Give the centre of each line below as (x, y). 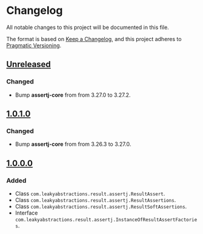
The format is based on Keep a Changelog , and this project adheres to (94, 39)
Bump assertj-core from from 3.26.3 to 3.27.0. (73, 144)
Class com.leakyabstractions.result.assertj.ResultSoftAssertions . (101, 206)
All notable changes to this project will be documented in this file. (88, 27)
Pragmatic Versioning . (34, 45)
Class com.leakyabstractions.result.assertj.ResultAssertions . (95, 200)
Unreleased (29, 64)
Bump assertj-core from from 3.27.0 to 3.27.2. (73, 95)
